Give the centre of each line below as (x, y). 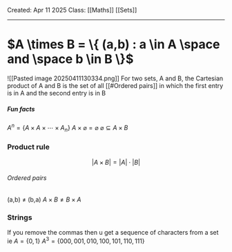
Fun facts (21, 109)
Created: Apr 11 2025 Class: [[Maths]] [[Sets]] (72, 10)
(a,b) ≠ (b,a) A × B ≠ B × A (44, 199)
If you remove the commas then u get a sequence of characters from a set (113, 233)
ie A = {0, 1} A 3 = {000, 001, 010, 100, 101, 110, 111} (76, 240)
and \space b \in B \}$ (70, 59)
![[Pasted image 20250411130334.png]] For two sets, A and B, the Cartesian (115, 78)
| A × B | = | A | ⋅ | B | (116, 162)
